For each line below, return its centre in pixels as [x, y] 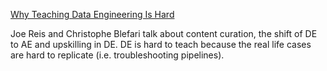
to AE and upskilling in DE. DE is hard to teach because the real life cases [161, 44]
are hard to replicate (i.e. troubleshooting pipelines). [117, 55]
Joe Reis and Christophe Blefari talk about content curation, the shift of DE [164, 33]
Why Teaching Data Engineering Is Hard [92, 14]
